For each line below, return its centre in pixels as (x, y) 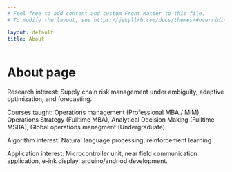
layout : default (30, 32)
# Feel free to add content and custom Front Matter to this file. (106, 13)
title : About (26, 39)
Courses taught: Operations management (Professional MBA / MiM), (104, 112)
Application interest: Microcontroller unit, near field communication (103, 154)
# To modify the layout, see (49, 20)
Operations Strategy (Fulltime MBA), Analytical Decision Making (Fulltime (111, 120)
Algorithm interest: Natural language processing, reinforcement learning (109, 140)
